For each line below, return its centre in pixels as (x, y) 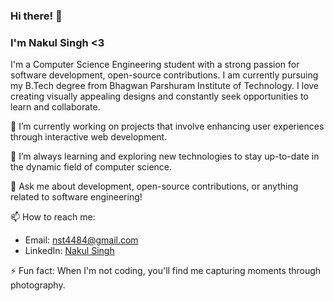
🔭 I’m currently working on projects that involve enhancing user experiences (167, 126)
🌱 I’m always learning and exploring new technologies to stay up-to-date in (165, 156)
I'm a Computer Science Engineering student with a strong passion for (155, 65)
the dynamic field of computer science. (91, 167)
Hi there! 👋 (36, 16)
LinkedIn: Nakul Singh (69, 251)
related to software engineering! (76, 197)
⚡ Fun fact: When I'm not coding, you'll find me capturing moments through (166, 271)
